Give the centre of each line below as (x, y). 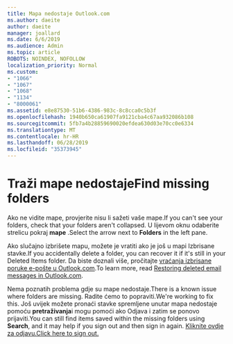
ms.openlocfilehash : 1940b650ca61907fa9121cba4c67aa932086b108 (101, 117)
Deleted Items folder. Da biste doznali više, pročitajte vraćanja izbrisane (110, 261)
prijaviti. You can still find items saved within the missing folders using (106, 318)
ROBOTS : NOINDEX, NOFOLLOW (46, 59)
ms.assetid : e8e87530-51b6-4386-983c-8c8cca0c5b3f (82, 110)
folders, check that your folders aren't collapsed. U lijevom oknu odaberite (113, 225)
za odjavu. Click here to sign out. (53, 333)
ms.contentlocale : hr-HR (43, 136)
